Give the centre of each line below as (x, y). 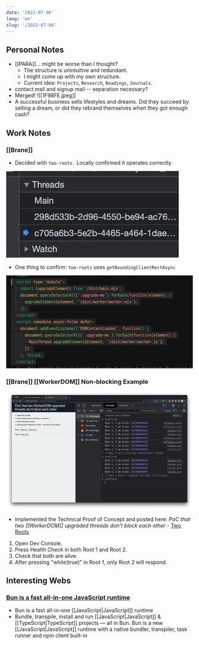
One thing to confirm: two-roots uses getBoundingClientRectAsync (95, 267)
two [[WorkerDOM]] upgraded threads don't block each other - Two (98, 525)
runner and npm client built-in (51, 636)
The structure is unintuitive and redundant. (76, 70)
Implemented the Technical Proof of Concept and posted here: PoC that (102, 519)
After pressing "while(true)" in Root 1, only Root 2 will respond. (91, 562)
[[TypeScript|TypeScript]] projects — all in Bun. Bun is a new (89, 623)
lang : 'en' (20, 19)
